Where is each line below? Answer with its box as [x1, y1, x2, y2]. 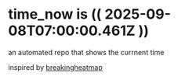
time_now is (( [8, 5, 102, 23]
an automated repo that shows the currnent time [8, 47, 165, 57]
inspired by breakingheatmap [8, 62, 104, 71]
